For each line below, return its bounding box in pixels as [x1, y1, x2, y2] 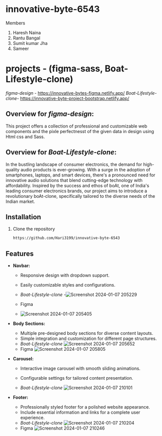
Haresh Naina [12, 29, 41, 35]
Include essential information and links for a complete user [20, 410, 141, 415]
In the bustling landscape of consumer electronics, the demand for [5, 161, 142, 167]
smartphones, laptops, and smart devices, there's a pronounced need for [5, 172, 156, 178]
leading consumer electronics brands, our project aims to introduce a [5, 188, 147, 194]
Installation [5, 213, 41, 221]
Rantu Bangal [12, 35, 40, 41]
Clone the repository [12, 226, 55, 232]
